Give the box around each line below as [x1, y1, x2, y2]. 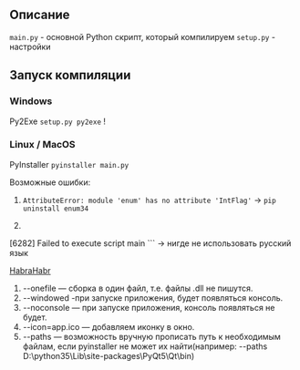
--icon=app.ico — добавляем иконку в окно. [22, 321, 195, 332]
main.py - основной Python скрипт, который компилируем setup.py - [9, 31, 276, 42]
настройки [9, 41, 51, 52]
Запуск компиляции [9, 67, 131, 83]
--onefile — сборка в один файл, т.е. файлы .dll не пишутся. [22, 283, 253, 293]
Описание [9, 7, 70, 23]
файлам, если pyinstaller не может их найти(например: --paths [22, 341, 268, 352]
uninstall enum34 [22, 204, 89, 213]
